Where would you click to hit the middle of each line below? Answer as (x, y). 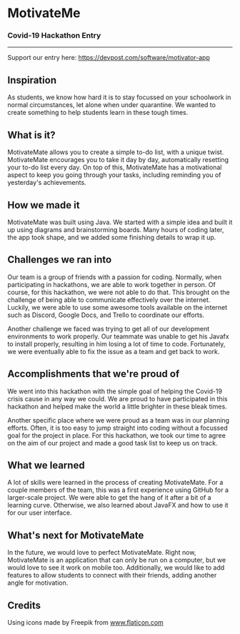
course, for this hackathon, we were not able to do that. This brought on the (119, 292)
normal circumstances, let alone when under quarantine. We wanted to (112, 105)
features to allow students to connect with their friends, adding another (112, 575)
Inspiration (32, 80)
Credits (24, 605)
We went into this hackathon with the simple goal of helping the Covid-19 (115, 391)
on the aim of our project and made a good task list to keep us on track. (112, 443)
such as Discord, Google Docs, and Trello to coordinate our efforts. (106, 315)
